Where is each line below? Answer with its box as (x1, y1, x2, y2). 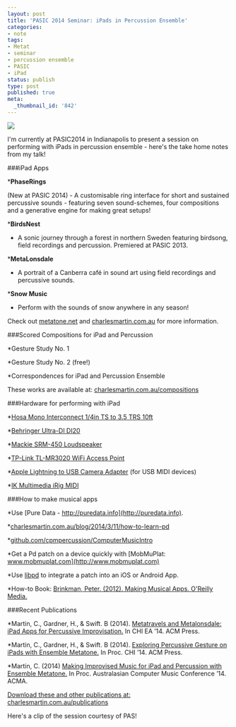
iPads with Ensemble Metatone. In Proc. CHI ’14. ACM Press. (7, 648, 183, 656)
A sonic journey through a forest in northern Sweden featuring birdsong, (17, 233, 228, 242)
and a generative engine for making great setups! (7, 206, 151, 214)
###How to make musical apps (7, 495, 98, 503)
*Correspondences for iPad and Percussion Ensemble (7, 372, 165, 380)
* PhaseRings (7, 177, 47, 186)
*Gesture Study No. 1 (7, 344, 69, 353)
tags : (7, 37, 23, 44)
